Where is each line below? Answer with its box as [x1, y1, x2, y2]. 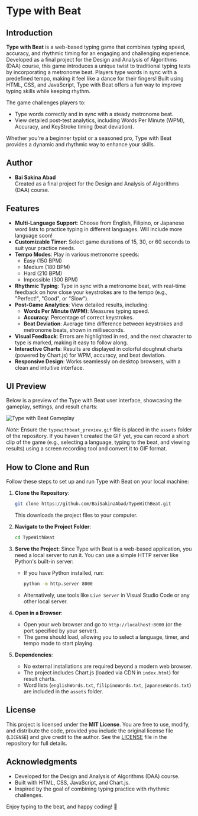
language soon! [14, 232, 53, 239]
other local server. [23, 597, 68, 605]
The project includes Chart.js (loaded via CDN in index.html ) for [23, 668, 180, 676]
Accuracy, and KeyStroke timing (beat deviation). [14, 123, 134, 130]
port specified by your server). [23, 627, 99, 634]
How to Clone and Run [6, 462, 90, 472]
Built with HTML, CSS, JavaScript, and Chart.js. [14, 779, 130, 786]
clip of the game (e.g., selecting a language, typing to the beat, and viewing [6, 439, 190, 446]
